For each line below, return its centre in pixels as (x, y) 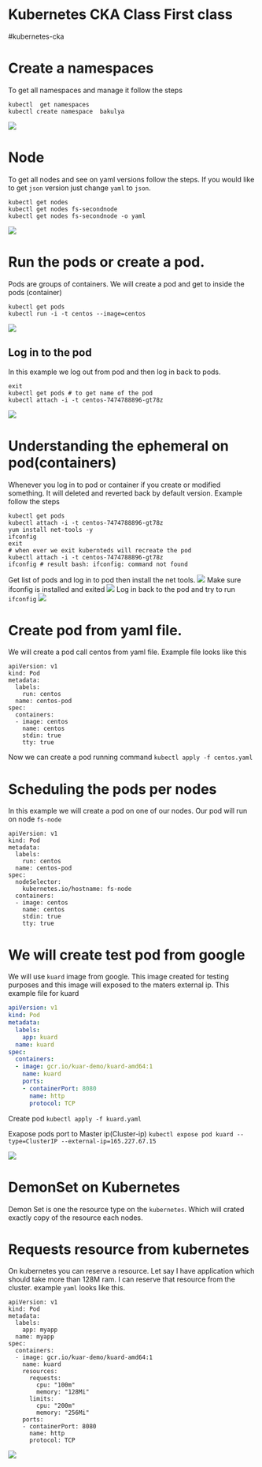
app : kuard (40, 1037)
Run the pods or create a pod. (107, 262)
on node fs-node (35, 819)
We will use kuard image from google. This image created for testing (119, 977)
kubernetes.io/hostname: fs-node (77, 889)
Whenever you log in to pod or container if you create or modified (114, 485)
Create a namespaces (81, 68)
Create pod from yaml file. (95, 630)
